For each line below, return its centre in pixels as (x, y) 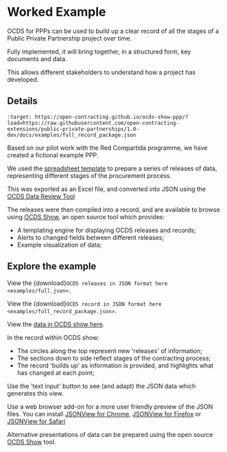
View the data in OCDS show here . (56, 324)
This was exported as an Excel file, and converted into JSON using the (107, 189)
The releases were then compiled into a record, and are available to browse (114, 210)
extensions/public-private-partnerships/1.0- (73, 129)
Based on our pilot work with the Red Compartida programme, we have (107, 148)
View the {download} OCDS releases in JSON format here (87, 283)
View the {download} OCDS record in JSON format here (84, 304)
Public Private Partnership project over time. (70, 38)
